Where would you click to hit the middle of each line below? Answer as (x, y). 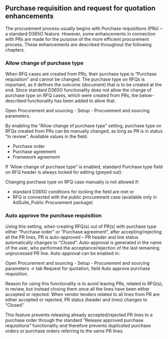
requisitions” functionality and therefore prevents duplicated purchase (78, 326)
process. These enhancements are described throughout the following (78, 44)
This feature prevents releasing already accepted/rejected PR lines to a (79, 315)
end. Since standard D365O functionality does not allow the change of (78, 90)
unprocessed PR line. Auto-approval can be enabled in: (63, 253)
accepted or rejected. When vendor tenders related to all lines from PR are (82, 295)
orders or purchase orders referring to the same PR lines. (65, 331)
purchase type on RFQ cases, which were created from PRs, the (72, 95)
